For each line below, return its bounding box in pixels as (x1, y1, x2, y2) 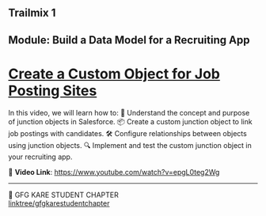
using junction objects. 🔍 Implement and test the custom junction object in (8, 140, 252, 150)
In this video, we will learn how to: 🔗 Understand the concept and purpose (8, 108, 250, 117)
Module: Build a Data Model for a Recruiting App (8, 33, 250, 47)
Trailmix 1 (8, 6, 56, 20)
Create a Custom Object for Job (8, 65, 220, 82)
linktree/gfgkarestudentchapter (8, 198, 110, 208)
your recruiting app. (8, 152, 73, 161)
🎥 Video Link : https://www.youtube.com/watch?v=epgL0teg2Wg (8, 167, 220, 176)
